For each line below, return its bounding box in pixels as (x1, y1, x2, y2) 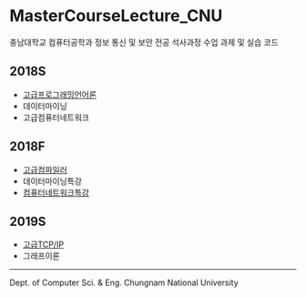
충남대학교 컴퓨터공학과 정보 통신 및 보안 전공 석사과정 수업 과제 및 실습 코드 (9, 36, 280, 47)
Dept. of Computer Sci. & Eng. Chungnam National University (9, 277, 239, 288)
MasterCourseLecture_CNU (9, 5, 223, 26)
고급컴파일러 (22, 164, 68, 175)
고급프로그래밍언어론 (22, 88, 97, 100)
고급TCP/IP (22, 239, 65, 251)
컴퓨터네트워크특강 (22, 187, 89, 198)
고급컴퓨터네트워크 (22, 111, 89, 123)
